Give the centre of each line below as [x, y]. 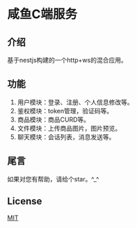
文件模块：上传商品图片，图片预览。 [69, 128]
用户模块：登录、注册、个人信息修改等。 [75, 102]
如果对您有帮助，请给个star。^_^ [53, 179]
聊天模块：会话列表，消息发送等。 [66, 137]
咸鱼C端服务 [42, 14]
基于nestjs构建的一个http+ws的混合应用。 [67, 60]
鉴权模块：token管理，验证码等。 [65, 111]
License [25, 201]
